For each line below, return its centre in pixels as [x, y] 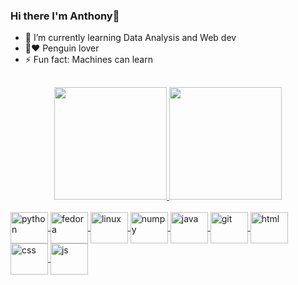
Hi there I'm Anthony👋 [65, 16]
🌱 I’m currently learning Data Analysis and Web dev [130, 38]
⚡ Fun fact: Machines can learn [88, 60]
